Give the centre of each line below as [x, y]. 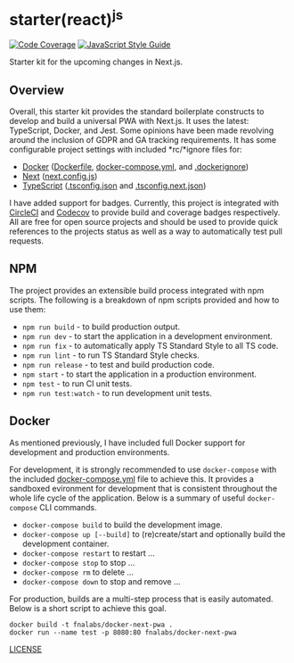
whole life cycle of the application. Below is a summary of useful [127, 498]
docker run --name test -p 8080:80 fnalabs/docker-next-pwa [123, 632]
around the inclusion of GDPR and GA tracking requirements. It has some [143, 140]
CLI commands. [68, 507]
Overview [37, 90]
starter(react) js [66, 18]
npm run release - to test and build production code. [118, 364]
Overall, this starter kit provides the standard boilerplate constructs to [137, 112]
